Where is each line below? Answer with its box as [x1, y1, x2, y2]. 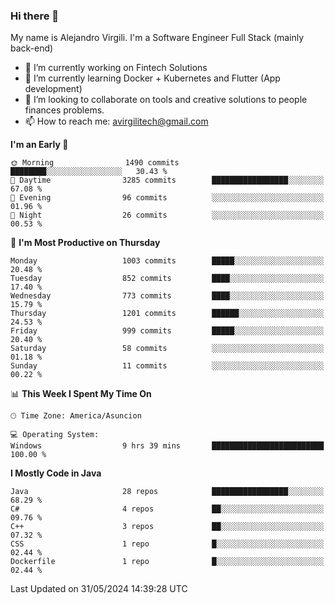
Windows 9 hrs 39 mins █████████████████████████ [10, 441, 325, 451]
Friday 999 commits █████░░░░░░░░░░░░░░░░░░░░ [10, 326, 325, 336]
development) [24, 83, 83, 95]
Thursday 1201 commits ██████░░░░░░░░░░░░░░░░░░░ [10, 309, 325, 319]
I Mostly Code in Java [10, 467, 102, 479]
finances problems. [24, 104, 105, 116]
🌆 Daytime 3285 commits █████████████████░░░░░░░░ [10, 175, 325, 186]
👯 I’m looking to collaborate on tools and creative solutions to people [24, 94, 308, 106]
